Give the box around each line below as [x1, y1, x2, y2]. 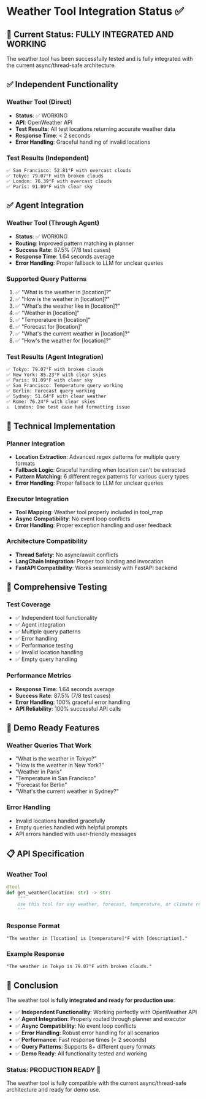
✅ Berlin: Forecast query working [6, 388, 96, 394]
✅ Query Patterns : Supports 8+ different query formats [15, 1042, 156, 1050]
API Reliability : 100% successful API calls [15, 705, 121, 712]
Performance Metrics [6, 671, 72, 680]
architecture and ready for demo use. [6, 1086, 101, 1093]
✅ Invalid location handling [15, 649, 83, 656]
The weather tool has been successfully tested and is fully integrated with [6, 55, 193, 62]
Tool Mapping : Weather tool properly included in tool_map [15, 509, 164, 516]
